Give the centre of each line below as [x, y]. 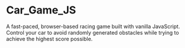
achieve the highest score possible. [50, 39]
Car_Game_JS [41, 10]
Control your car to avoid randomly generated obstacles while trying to [92, 32]
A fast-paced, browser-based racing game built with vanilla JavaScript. [93, 26]
